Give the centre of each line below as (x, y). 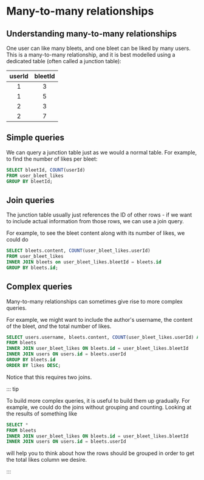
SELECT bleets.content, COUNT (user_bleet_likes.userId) (78, 251)
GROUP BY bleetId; (29, 181)
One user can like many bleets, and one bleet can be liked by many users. (99, 48)
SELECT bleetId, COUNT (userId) (46, 170)
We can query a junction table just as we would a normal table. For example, (102, 152)
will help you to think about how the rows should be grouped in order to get (100, 453)
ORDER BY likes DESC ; (34, 365)
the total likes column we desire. (46, 460)
